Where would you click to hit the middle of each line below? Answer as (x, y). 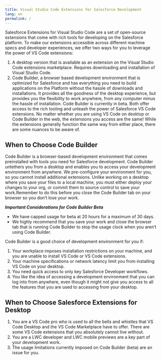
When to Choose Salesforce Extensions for (71, 302)
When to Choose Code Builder (51, 145)
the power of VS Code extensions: (39, 53)
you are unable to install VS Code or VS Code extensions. (69, 256)
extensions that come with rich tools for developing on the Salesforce (74, 37)
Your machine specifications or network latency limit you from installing (83, 261)
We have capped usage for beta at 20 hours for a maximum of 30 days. (83, 217)
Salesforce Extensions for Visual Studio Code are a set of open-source (75, 33)
